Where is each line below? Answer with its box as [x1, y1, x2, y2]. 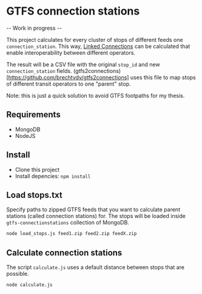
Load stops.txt [6, 190, 62, 200]
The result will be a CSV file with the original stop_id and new [6, 61, 160, 68]
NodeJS [15, 132, 36, 139]
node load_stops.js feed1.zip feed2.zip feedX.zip [6, 231, 137, 237]
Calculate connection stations [6, 247, 123, 258]
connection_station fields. [6, 67, 72, 74]
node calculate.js [6, 282, 53, 288]
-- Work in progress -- [6, 24, 62, 32]
